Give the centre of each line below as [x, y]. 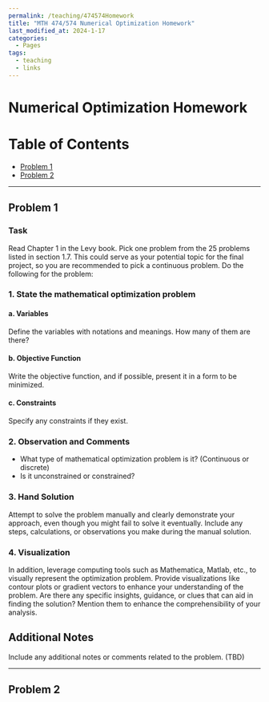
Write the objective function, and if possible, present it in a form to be [123, 376]
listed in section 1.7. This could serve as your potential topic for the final [126, 257]
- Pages [28, 46]
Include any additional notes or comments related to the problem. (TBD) [126, 657]
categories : [28, 38]
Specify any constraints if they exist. [68, 421]
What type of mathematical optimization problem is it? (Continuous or [134, 459]
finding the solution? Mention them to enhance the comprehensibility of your [134, 603]
